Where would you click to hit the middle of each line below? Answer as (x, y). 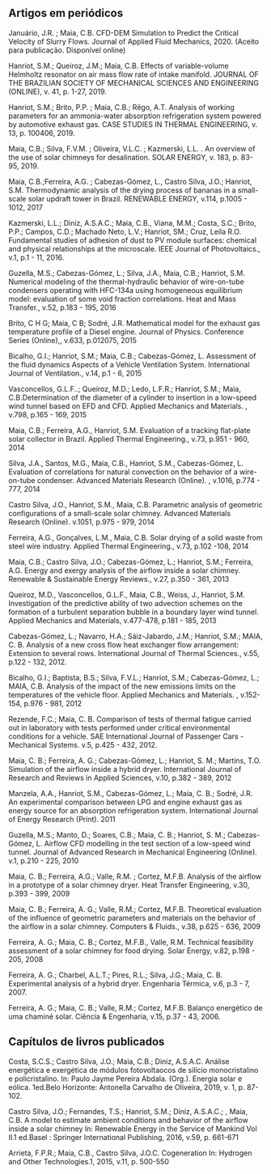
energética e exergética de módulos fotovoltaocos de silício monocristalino (133, 1070)
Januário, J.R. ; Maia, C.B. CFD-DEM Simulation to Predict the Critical (123, 32)
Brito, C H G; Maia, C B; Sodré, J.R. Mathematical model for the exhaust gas (134, 323)
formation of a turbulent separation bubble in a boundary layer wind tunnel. (133, 612)
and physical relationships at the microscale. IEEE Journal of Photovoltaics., (134, 248)
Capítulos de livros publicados (87, 1042)
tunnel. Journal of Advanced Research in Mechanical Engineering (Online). (133, 852)
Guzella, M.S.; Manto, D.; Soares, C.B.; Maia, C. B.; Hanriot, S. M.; (117, 835)
